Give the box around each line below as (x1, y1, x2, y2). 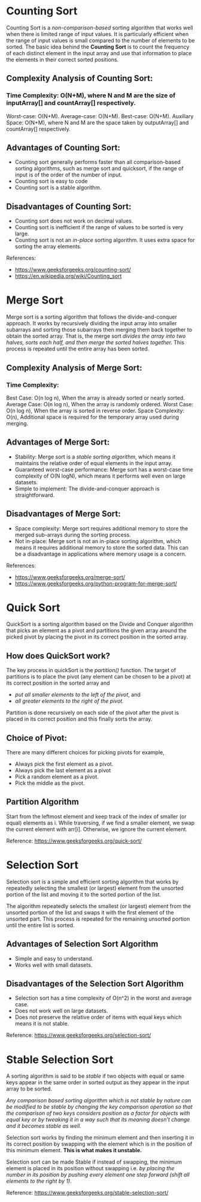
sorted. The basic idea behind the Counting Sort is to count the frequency (6, 43, 190, 50)
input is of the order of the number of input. (14, 171, 123, 178)
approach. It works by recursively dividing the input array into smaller (6, 320, 178, 327)
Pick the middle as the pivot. (14, 780, 85, 787)
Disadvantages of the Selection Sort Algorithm (6, 979, 184, 989)
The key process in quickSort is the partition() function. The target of (6, 667, 176, 674)
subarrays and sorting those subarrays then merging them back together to (6, 326, 193, 334)
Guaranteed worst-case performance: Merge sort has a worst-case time (14, 466, 193, 473)
